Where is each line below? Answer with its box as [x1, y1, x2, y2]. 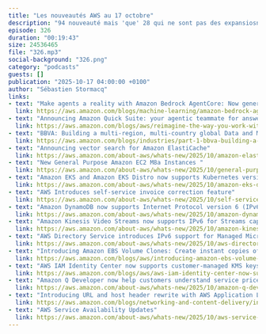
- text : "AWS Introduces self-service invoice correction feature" [8, 188, 236, 196]
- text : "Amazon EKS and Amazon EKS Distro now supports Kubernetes [8, 173, 239, 182]
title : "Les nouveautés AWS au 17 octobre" [8, 11, 154, 20]
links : [8, 93, 30, 101]
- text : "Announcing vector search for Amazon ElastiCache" [8, 144, 211, 152]
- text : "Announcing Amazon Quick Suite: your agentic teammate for [8, 115, 239, 123]
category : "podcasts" [8, 63, 80, 71]
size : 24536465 [8, 41, 59, 49]
